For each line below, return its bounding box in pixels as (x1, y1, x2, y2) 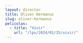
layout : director (5, 7, 41, 12)
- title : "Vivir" (9, 26, 45, 31)
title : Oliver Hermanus (5, 12, 54, 17)
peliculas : (5, 21, 28, 26)
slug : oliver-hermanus (5, 16, 52, 21)
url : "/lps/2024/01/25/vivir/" (14, 30, 79, 35)
